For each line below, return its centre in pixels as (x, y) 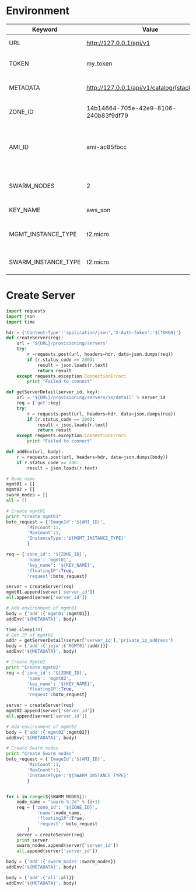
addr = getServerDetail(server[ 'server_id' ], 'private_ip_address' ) (90, 641)
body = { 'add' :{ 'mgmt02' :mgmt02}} (48, 732)
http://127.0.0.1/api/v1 (118, 43)
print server (32, 840)
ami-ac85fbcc (107, 147)
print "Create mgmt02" (34, 667)
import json (20, 316)
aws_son (99, 210)
